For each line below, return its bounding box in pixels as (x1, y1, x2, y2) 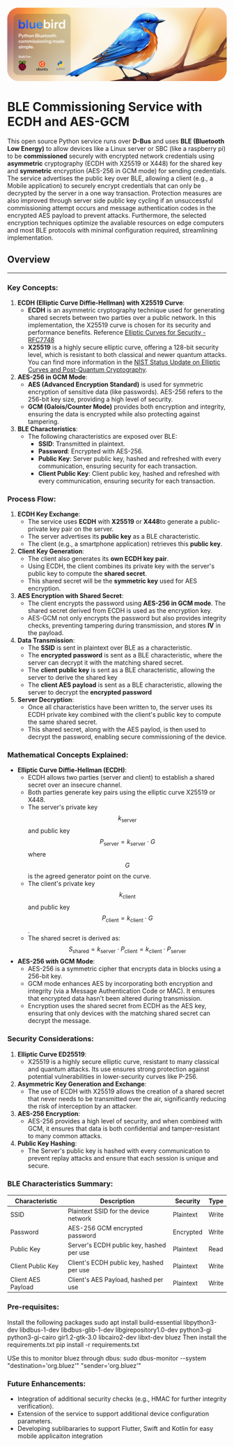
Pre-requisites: (7, 1302, 59, 1312)
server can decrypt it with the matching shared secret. (27, 658, 185, 667)
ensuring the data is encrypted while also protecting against (27, 409, 201, 418)
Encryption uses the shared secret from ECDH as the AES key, (27, 1002, 207, 1010)
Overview (7, 254, 51, 266)
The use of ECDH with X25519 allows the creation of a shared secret (27, 1087, 225, 1096)
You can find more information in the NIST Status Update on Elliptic (27, 358, 221, 366)
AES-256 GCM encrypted (68, 1224, 143, 1233)
